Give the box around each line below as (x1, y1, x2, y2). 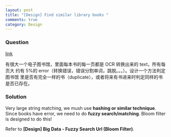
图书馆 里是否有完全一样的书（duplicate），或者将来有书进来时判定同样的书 (5, 74, 163, 80)
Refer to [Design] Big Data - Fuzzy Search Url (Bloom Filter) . (5, 126, 135, 132)
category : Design (5, 22, 42, 27)
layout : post (5, 7, 33, 13)
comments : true (5, 17, 38, 22)
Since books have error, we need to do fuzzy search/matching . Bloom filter (5, 110, 166, 116)
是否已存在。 (5, 80, 32, 86)
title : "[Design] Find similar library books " (5, 12, 109, 17)
